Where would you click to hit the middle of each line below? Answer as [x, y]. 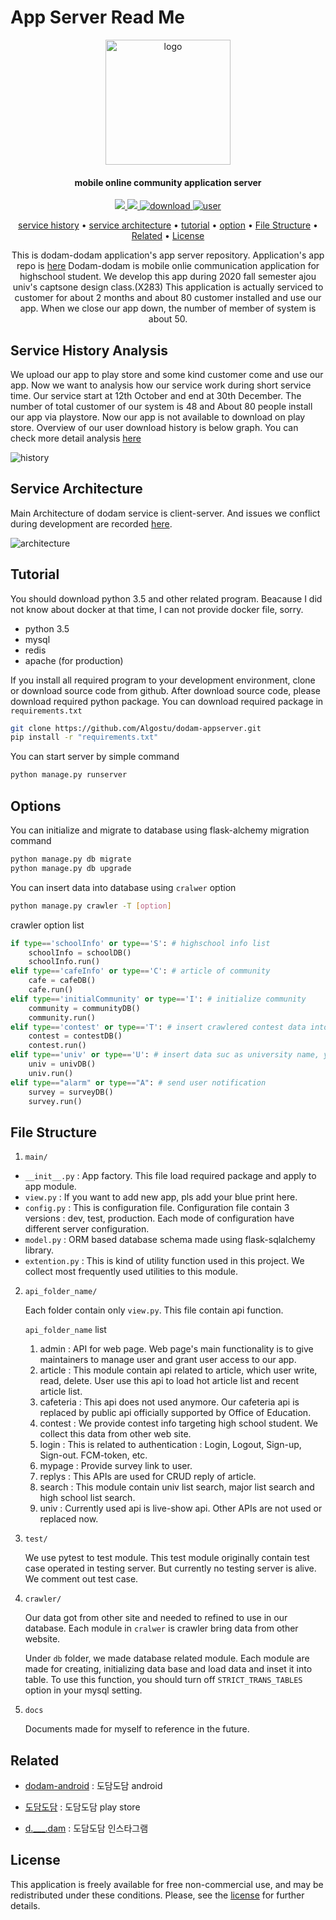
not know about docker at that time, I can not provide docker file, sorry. [157, 609]
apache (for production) [74, 660]
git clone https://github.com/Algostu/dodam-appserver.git [136, 728]
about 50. [168, 319]
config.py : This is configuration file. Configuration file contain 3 [157, 1208]
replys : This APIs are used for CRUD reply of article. [148, 1477]
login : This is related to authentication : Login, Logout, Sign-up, [170, 1445]
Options [36, 806]
